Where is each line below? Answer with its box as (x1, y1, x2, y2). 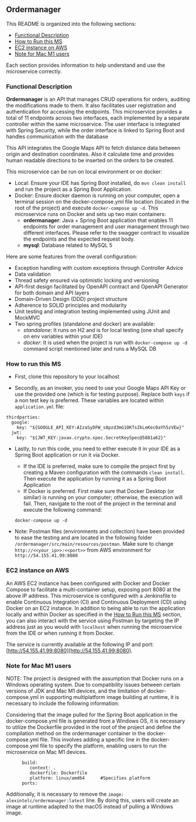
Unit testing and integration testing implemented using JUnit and (14, 308, 170, 315)
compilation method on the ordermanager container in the (6, 730, 146, 737)
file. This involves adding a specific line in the (40, 736, 150, 743)
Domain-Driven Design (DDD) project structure (14, 296, 128, 303)
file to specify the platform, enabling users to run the (40, 742, 167, 749)
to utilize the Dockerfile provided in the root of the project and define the (6, 724, 181, 731)
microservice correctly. (6, 67, 62, 75)
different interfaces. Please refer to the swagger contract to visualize (23, 230, 190, 237)
